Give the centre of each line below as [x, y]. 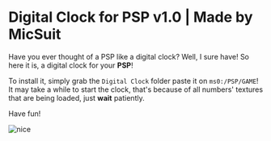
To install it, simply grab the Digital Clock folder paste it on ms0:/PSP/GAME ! [133, 81]
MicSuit [35, 34]
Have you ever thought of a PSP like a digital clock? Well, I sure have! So [129, 56]
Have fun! [25, 114]
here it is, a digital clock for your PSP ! [71, 65]
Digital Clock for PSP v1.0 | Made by [131, 17]
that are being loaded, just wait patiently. [76, 97]
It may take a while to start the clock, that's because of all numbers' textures [136, 89]
